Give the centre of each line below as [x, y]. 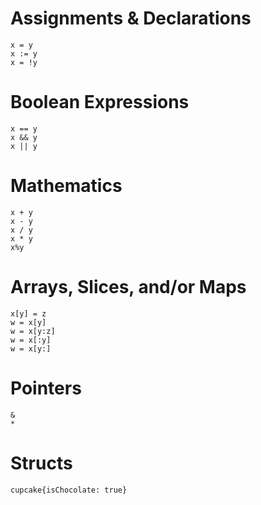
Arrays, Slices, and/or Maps [128, 287]
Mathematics [66, 186]
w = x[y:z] [33, 331]
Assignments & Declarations [131, 18]
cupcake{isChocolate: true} [69, 490]
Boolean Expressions [100, 102]
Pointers [46, 388]
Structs [41, 463]
